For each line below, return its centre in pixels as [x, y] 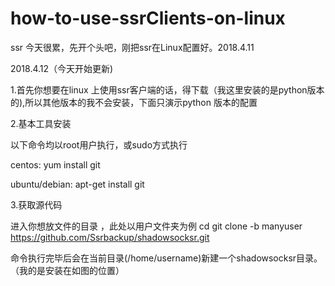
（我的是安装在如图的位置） [67, 270]
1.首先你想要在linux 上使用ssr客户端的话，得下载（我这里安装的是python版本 [167, 89]
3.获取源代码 [36, 204]
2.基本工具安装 [41, 123]
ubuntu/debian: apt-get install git [77, 184]
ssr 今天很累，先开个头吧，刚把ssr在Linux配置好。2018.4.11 [132, 47]
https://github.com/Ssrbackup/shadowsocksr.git [110, 237]
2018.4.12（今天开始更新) [62, 68]
